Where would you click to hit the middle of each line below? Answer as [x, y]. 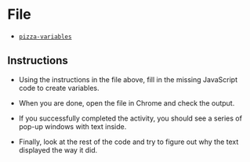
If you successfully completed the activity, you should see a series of [130, 118]
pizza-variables [45, 37]
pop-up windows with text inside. [72, 126]
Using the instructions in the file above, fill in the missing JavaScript [128, 79]
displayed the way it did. [58, 149]
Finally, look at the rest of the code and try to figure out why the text [129, 142]
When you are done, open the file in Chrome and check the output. [127, 103]
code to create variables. [59, 88]
